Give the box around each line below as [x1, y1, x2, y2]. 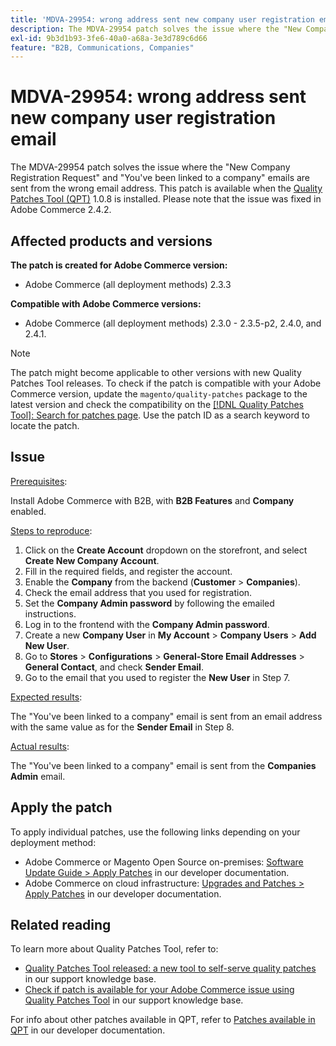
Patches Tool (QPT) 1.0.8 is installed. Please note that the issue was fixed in [10, 193, 322, 205]
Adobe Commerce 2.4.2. [10, 204, 112, 216]
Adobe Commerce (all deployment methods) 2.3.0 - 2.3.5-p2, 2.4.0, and [24, 317, 322, 329]
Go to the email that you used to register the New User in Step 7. [24, 671, 291, 683]
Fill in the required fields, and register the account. [24, 565, 233, 577]
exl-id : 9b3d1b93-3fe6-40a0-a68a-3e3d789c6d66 [10, 33, 208, 43]
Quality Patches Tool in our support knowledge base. [24, 994, 244, 1006]
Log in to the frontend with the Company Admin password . [24, 618, 270, 630]
